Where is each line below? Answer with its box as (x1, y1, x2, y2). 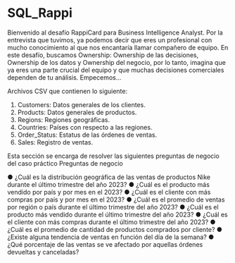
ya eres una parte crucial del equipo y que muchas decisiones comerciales (7, 66, 224, 74)
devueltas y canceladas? (7, 247, 80, 256)
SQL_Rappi (7, 5, 72, 21)
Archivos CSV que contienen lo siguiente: (7, 87, 128, 95)
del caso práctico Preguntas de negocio (7, 159, 123, 167)
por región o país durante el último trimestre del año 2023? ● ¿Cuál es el (7, 202, 220, 211)
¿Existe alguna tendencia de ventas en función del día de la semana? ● (7, 233, 215, 241)
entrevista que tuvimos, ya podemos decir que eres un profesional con (7, 35, 212, 44)
